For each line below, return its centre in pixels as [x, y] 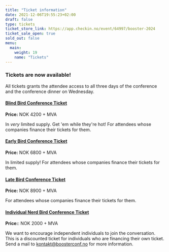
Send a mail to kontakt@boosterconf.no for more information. [69, 244]
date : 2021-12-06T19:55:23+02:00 [41, 15]
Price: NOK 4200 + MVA [31, 114]
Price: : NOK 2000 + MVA [32, 224]
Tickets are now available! [38, 75]
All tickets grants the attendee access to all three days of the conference [81, 86]
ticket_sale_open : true [30, 34]
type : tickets [20, 24]
